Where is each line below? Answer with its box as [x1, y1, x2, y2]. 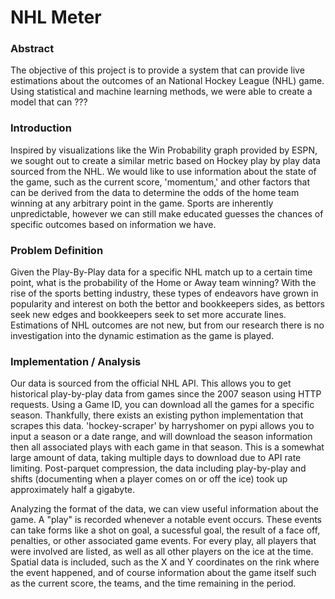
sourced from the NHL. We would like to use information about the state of [10, 165, 317, 177]
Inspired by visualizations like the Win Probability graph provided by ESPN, [10, 144, 318, 156]
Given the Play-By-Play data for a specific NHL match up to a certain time [10, 266, 313, 278]
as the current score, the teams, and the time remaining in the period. [10, 577, 297, 590]
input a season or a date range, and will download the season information [10, 431, 313, 443]
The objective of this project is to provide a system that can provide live [10, 64, 305, 76]
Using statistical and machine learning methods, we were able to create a [10, 86, 313, 98]
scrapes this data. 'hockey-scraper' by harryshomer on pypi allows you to [10, 420, 315, 432]
